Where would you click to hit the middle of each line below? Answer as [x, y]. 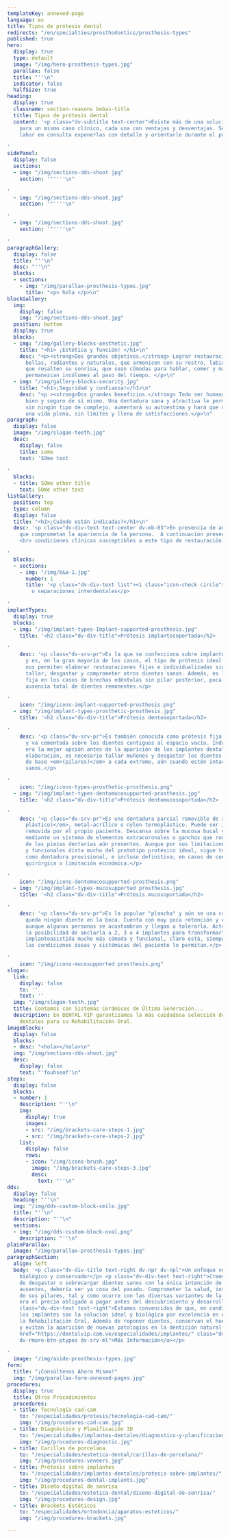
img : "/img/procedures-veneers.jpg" [72, 1461]
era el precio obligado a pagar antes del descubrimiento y [107, 1302]
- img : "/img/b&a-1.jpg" [55, 572]
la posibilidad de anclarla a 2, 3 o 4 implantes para [105, 933]
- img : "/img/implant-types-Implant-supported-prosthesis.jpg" [105, 629]
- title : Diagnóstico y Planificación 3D [73, 1429]
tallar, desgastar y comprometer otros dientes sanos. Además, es [122, 673]
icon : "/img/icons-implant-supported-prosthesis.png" [98, 705]
